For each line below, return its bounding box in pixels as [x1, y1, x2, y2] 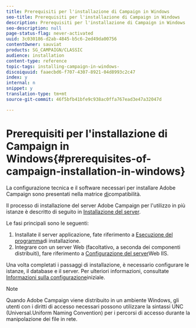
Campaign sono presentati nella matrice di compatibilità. [6, 190, 141, 198]
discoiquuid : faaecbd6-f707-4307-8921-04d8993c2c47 [6, 69, 135, 75]
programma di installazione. [14, 237, 81, 244]
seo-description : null [6, 25, 62, 31]
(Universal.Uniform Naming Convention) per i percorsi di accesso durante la [6, 309, 190, 316]
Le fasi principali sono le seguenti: [6, 219, 89, 227]
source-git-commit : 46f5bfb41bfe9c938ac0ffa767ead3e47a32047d [6, 96, 162, 102]
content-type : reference [6, 58, 67, 64]
